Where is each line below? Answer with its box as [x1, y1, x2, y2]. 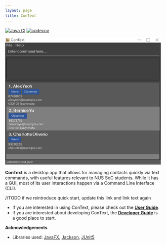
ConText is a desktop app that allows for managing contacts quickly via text [5, 170, 160, 176]
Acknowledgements [5, 225, 48, 231]
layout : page [5, 8, 32, 13]
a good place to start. [12, 215, 56, 221]
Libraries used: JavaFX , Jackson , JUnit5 [12, 234, 95, 240]
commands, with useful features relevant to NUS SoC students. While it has [5, 175, 159, 181]
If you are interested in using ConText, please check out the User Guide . [12, 204, 160, 210]
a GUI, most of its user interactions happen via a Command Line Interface [5, 180, 155, 186]
